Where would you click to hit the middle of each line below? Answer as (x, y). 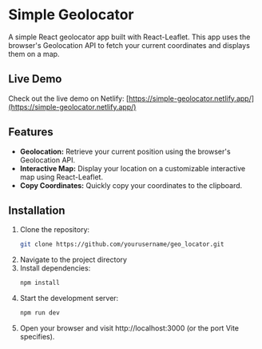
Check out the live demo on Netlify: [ (69, 98)
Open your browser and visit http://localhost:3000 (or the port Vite (129, 328)
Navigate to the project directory (73, 260)
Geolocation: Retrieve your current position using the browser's (125, 151)
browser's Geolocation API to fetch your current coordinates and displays (129, 45)
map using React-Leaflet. (62, 177)
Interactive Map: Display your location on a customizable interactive (133, 168)
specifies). (37, 337)
